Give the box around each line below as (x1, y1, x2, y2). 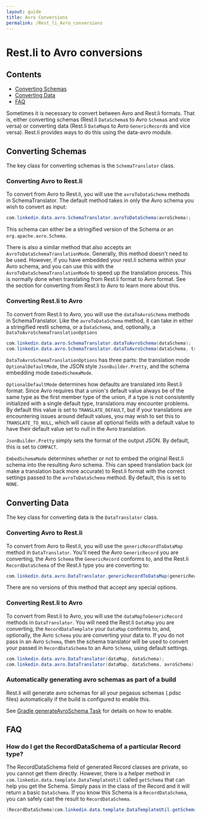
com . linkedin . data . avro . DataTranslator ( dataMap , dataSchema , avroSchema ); (6, 661, 197, 667)
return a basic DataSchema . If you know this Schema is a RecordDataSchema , (6, 789, 188, 796)
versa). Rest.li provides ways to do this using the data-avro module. (6, 129, 172, 136)
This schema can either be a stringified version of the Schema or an (6, 226, 173, 233)
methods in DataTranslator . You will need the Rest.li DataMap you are (6, 618, 175, 626)
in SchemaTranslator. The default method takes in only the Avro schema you (6, 197, 194, 204)
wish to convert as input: (6, 203, 67, 210)
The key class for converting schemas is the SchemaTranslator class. (6, 162, 175, 170)
